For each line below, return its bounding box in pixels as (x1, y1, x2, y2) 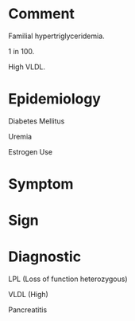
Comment (8, 5, 75, 23)
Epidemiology (8, 90, 102, 108)
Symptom (8, 175, 74, 194)
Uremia (8, 131, 33, 141)
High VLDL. (8, 61, 46, 72)
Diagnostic (8, 248, 82, 266)
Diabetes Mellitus (8, 116, 65, 126)
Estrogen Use (8, 147, 53, 156)
